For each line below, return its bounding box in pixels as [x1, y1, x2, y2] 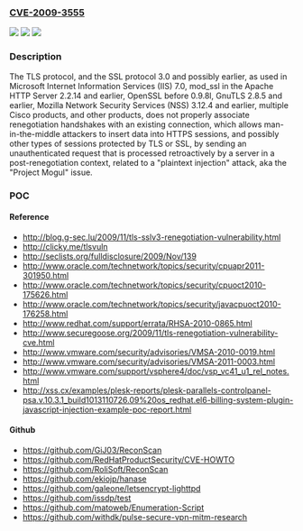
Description [9, 50, 62, 63]
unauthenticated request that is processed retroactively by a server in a [9, 147, 275, 159]
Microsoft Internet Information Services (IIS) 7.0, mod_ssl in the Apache [9, 80, 274, 91]
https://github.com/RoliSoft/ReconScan [22, 463, 169, 474]
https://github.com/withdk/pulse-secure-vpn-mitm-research [22, 511, 248, 522]
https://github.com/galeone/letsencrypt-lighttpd [22, 482, 201, 493]
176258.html [22, 308, 69, 319]
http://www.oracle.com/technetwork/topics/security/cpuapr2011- [22, 260, 265, 271]
